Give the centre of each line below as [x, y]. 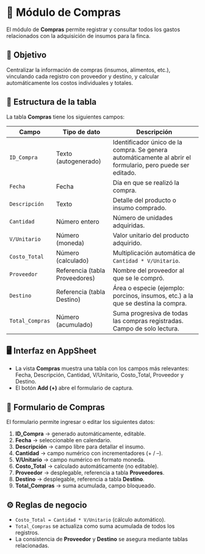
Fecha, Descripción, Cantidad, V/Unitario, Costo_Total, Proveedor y [99, 375]
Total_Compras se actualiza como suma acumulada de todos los [95, 526]
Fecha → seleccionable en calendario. [63, 440]
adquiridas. [129, 225]
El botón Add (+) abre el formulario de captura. [74, 388]
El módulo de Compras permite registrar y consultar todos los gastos [93, 29]
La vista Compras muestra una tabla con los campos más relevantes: [102, 368]
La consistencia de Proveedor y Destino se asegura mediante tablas [101, 539]
